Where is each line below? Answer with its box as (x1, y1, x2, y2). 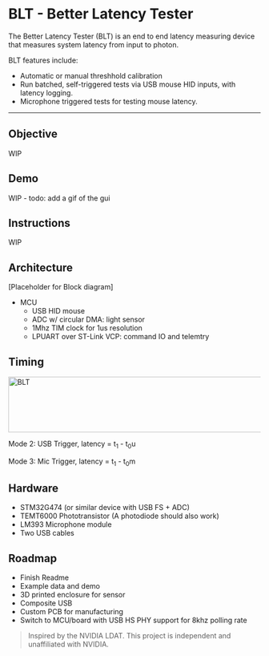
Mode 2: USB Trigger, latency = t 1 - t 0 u (8, 439, 136, 450)
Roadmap (8, 551, 58, 565)
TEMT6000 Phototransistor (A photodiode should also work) (19, 511, 220, 521)
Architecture (8, 261, 74, 274)
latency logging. (19, 87, 74, 97)
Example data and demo (19, 581, 100, 591)
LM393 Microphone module (19, 520, 112, 529)
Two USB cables (19, 528, 74, 538)
